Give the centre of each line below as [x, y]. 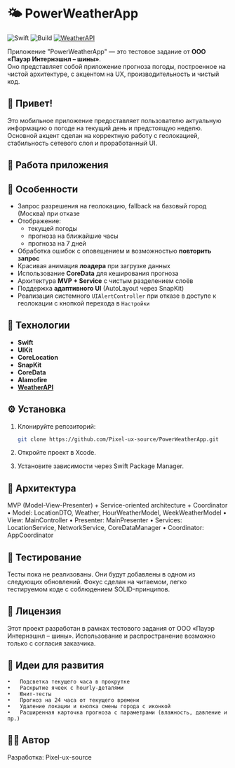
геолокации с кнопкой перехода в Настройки [83, 303]
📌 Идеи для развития [56, 666]
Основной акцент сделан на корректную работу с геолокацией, [103, 135]
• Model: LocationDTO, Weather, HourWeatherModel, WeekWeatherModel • [117, 513]
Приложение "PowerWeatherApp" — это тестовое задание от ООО [107, 51]
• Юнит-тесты [29, 694]
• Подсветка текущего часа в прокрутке [69, 681]
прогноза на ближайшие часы [73, 236]
